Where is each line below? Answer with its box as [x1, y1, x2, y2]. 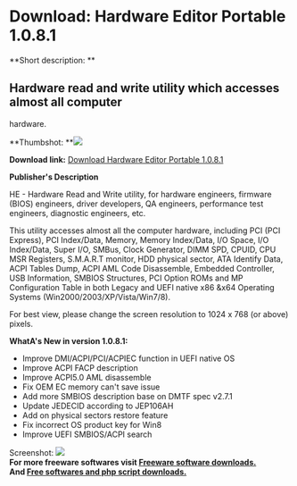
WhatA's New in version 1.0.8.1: [9, 335, 128, 346]
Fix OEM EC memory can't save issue [21, 381, 161, 392]
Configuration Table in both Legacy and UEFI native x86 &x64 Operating [9, 281, 275, 292]
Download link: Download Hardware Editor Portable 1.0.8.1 [9, 154, 224, 164]
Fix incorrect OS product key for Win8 [21, 419, 162, 430]
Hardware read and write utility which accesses [9, 80, 280, 96]
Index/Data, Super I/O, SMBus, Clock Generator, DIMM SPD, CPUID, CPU [9, 244, 276, 255]
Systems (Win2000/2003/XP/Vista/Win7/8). [9, 291, 171, 302]
